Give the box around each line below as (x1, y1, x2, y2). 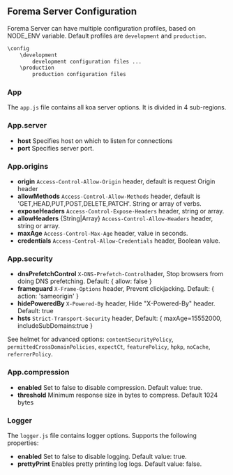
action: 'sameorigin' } (17, 292, 79, 301)
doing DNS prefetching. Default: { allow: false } (17, 277, 152, 285)
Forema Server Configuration (7, 6, 137, 17)
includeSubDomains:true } (17, 322, 93, 330)
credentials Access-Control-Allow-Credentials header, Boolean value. (17, 236, 221, 245)
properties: (7, 439, 39, 447)
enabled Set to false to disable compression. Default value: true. (17, 383, 203, 391)
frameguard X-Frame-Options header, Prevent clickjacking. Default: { (17, 285, 215, 293)
